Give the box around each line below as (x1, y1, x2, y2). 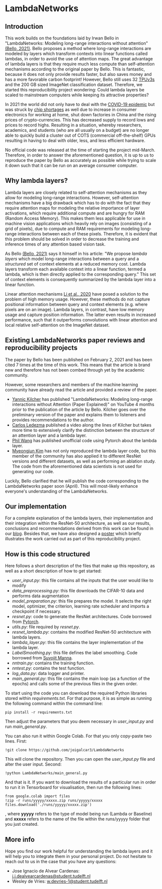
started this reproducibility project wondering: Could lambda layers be (5, 87, 145, 92)
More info (5, 835, 35, 844)
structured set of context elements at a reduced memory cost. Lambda (5, 261, 146, 267)
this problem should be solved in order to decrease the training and (5, 236, 139, 242)
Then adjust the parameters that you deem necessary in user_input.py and (5, 718, 154, 725)
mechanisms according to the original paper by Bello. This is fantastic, (5, 66, 145, 72)
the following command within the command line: (5, 701, 103, 707)
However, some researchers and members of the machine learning (5, 381, 138, 387)
